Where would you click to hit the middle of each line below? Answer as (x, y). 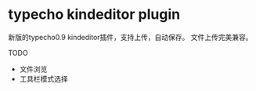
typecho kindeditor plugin (94, 15)
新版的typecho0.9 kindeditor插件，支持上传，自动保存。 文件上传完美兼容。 (130, 37)
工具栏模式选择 (43, 78)
